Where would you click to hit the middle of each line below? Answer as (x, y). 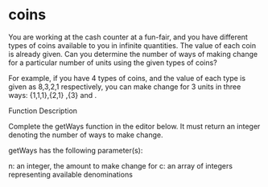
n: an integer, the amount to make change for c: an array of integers (121, 165)
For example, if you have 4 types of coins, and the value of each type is (127, 78)
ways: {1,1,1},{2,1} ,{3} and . (53, 95)
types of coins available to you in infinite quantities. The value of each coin (132, 45)
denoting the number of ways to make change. (86, 135)
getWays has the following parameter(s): (76, 150)
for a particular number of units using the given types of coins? (113, 63)
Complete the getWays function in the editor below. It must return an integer (134, 126)
